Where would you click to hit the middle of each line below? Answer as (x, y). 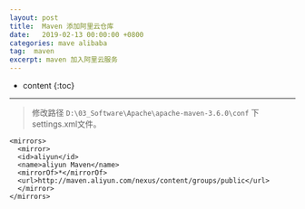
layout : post (34, 18)
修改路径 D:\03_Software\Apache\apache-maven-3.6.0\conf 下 (145, 113)
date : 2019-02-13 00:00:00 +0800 (77, 34)
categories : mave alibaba (58, 43)
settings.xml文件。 (66, 124)
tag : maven (32, 52)
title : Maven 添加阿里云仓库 (62, 26)
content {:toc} (49, 85)
